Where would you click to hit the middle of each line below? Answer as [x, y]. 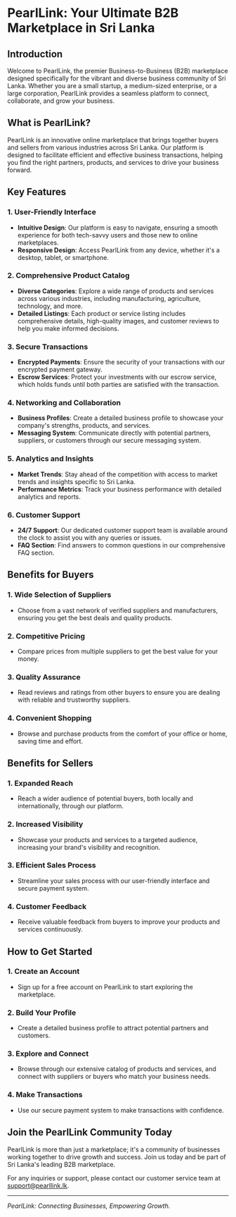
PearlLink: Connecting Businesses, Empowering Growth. [89, 1206]
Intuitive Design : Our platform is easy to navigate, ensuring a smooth [118, 228]
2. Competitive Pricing [46, 636]
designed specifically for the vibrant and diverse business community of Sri [117, 78]
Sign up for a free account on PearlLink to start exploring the [105, 987]
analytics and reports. [49, 496]
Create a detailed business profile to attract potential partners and [113, 1028]
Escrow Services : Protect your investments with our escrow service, [117, 377]
